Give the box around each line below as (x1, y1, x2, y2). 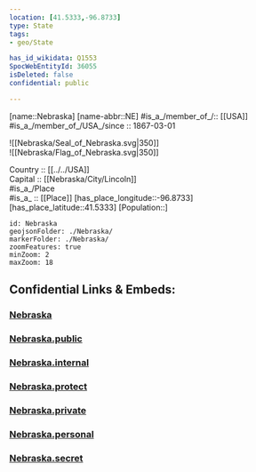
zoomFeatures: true (9, 242, 82, 252)
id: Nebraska (9, 219, 58, 228)
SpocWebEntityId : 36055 (9, 62, 98, 71)
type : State (9, 21, 53, 30)
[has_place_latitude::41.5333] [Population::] (9, 202, 169, 212)
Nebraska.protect (9, 380, 87, 392)
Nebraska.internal (9, 356, 90, 369)
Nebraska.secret (9, 452, 84, 464)
